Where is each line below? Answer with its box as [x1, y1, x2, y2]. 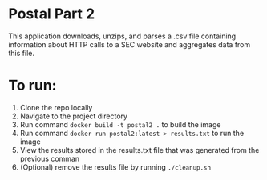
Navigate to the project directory [19, 111, 128, 121]
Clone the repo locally [19, 102, 93, 112]
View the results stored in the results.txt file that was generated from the [19, 145, 260, 154]
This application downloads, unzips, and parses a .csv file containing [8, 31, 237, 41]
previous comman [19, 154, 80, 163]
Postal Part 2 [8, 5, 95, 23]
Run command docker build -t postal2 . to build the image [19, 119, 221, 129]
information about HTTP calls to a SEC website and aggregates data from [8, 39, 251, 49]
